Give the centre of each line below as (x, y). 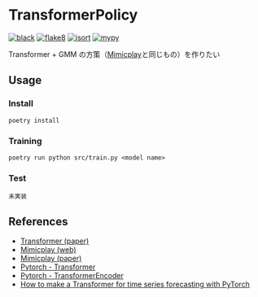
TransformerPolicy (73, 15)
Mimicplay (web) (48, 250)
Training (25, 141)
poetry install (34, 120)
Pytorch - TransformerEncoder (72, 276)
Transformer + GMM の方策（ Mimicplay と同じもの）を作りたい (114, 54)
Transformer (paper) (55, 241)
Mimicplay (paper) (51, 259)
